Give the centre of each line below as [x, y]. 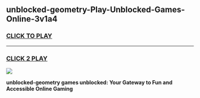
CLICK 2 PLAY [27, 58]
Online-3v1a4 [32, 19]
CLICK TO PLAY [29, 36]
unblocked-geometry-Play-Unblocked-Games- [96, 10]
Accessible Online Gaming [40, 88]
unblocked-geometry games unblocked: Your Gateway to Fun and [89, 82]
